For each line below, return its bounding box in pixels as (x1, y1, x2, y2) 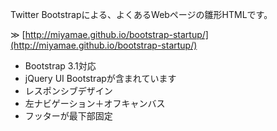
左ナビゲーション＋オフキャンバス (24, 98, 166, 109)
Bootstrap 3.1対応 (24, 60, 97, 72)
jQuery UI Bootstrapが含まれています (24, 73, 177, 84)
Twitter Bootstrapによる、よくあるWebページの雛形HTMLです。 (10, 9, 273, 20)
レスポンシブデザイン (24, 85, 113, 97)
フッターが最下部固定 (24, 110, 113, 122)
